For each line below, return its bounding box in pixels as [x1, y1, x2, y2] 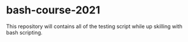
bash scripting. [6, 29, 43, 36]
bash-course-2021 [6, 3, 101, 17]
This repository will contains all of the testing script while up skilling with [6, 23, 183, 30]
